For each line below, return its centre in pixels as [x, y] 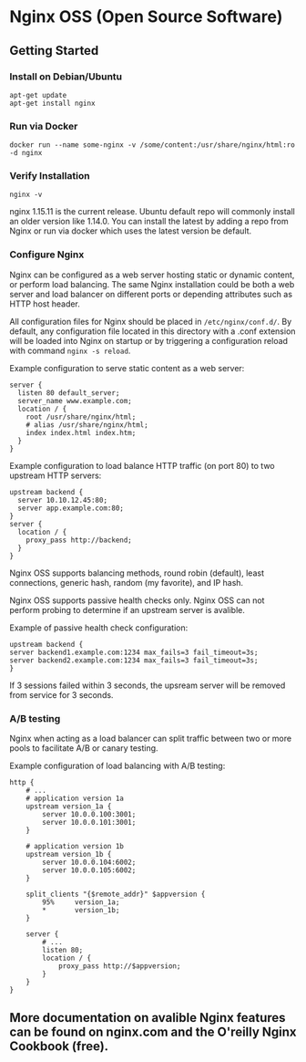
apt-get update [38, 95]
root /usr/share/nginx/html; [81, 417]
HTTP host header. [45, 304]
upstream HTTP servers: [56, 475]
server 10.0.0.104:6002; [89, 863]
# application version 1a [75, 799]
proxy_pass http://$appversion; [119, 966]
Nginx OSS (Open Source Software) [146, 17]
